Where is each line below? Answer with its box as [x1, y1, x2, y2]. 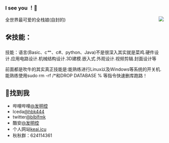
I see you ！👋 [5, 4, 38, 11]
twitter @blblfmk [12, 114, 46, 120]
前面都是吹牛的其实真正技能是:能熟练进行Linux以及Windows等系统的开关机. [5, 66, 162, 72]
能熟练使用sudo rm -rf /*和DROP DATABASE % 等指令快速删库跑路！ [5, 73, 147, 79]
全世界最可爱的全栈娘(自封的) [5, 17, 66, 23]
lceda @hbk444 [12, 108, 45, 114]
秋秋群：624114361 [12, 132, 53, 138]
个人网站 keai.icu [12, 126, 47, 132]
